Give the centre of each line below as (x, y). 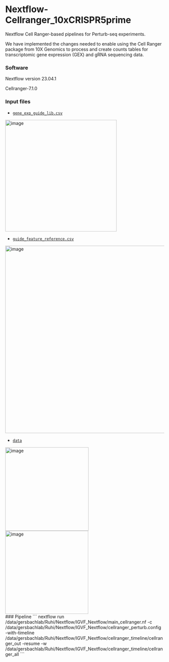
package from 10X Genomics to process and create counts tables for (77, 49)
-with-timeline (20, 633)
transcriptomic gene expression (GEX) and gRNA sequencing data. (75, 55)
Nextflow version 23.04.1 (31, 79)
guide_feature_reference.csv (43, 239)
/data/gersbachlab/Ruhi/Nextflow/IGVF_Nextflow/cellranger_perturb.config (83, 627)
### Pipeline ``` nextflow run (35, 616)
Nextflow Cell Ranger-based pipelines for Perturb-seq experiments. (75, 34)
